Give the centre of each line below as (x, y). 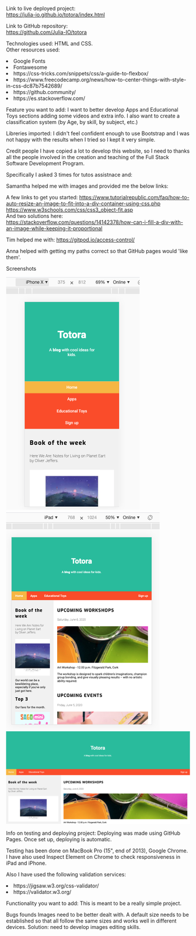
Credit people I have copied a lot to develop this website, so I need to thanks (98, 151)
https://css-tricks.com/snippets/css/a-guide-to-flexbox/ (81, 73)
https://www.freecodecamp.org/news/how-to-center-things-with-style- (100, 80)
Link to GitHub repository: (37, 26)
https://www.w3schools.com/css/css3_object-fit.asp (69, 210)
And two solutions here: (34, 216)
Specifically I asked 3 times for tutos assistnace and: (69, 175)
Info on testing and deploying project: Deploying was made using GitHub (93, 833)
